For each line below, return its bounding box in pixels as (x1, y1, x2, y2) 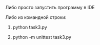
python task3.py (12, 24, 47, 30)
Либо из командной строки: (5, 14, 67, 20)
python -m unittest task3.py (12, 34, 72, 40)
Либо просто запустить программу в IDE (5, 5, 95, 10)
